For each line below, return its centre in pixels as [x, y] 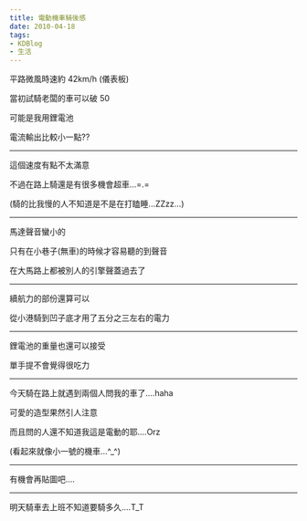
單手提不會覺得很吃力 [49, 365]
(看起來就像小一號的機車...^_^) [65, 452]
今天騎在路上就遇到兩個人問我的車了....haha [91, 393]
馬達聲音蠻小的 [37, 232]
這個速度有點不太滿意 [49, 165]
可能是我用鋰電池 [42, 118]
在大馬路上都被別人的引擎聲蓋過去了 [78, 271]
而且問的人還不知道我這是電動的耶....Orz [85, 432]
